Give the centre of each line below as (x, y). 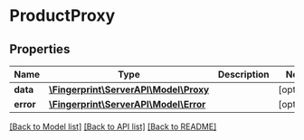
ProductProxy (62, 16)
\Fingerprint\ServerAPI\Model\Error (127, 104)
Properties (40, 49)
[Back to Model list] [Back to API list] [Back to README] (113, 126)
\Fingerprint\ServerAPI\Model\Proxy (129, 89)
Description (243, 75)
